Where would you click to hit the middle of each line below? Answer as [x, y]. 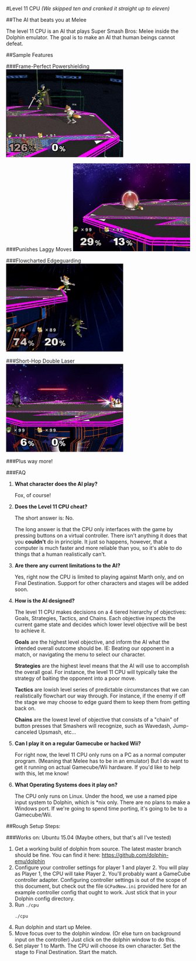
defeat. [15, 44]
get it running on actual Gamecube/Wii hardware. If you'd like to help [97, 767]
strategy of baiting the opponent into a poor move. [75, 678]
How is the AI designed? [44, 601]
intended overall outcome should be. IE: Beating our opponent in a [94, 648]
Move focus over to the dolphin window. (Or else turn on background [98, 933]
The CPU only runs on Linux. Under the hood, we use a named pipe [96, 796]
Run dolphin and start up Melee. [53, 927]
